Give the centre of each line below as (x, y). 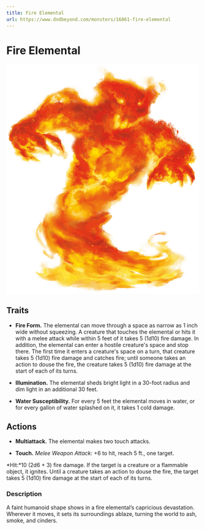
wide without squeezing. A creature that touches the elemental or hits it (105, 332)
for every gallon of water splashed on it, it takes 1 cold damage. (95, 408)
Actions (21, 426)
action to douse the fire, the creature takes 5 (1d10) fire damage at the (103, 364)
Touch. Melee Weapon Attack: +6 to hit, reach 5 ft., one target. (95, 453)
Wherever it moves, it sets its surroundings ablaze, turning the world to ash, (102, 513)
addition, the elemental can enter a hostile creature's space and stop (102, 345)
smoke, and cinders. (32, 520)
